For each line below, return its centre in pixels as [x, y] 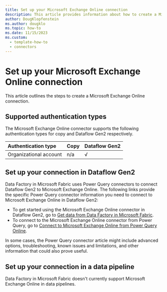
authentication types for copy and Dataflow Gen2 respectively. [69, 134]
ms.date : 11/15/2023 [27, 33]
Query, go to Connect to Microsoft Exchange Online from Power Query [85, 226]
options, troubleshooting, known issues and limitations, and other [72, 246]
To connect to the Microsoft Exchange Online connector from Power [82, 220]
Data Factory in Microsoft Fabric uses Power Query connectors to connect [81, 184]
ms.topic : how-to [23, 28]
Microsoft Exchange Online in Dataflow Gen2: [52, 200]
